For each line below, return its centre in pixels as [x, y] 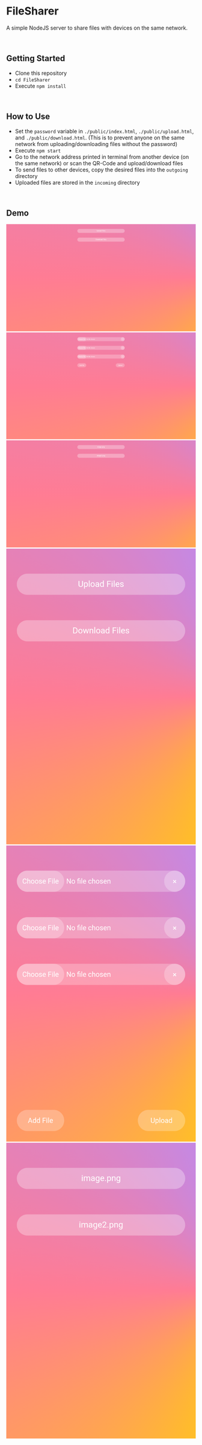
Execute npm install [41, 86]
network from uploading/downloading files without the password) [96, 144]
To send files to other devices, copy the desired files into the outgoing [101, 170]
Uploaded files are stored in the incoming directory [77, 182]
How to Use [28, 117]
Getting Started [36, 59]
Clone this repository [41, 73]
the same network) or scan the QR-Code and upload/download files [99, 163]
